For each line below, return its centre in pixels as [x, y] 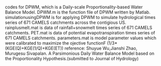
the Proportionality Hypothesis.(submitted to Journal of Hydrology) [72, 58]
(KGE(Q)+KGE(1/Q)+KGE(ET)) [34, 48]
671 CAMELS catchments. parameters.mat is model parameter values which [81, 38]
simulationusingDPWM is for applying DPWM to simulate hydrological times [80, 17]
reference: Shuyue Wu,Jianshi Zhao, [101, 48]
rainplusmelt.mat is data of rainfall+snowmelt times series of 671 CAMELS [79, 28]
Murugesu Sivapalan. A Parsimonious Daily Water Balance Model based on [80, 53]
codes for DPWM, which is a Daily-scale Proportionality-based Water [74, 7]
